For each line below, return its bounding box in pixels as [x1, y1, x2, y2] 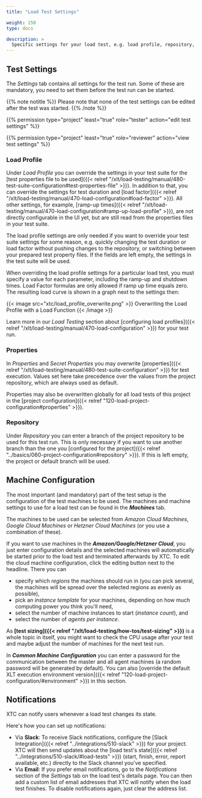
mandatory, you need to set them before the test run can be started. [6, 86, 175, 93]
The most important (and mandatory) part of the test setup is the [6, 491, 167, 498]
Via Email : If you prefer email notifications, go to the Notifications [14, 766, 177, 773]
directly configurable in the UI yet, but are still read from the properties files [6, 214, 194, 221]
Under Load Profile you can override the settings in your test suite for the [6, 169, 188, 176]
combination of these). [6, 528, 63, 536]
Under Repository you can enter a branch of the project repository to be [6, 431, 185, 439]
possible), [14, 590, 40, 597]
